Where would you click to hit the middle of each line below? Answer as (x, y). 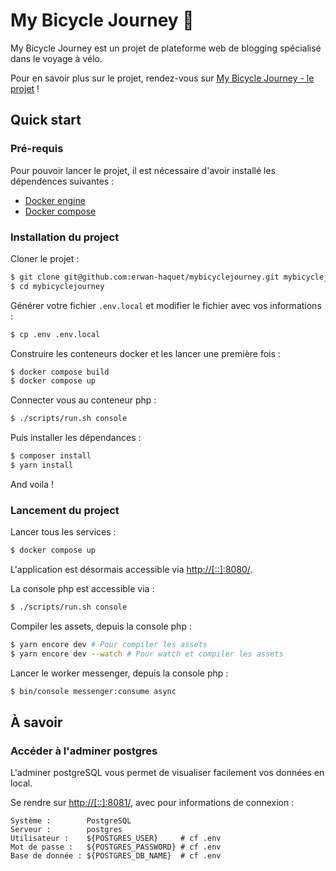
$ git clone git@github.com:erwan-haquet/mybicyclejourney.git (145, 277)
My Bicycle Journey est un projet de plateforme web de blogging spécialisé (166, 48)
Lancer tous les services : (63, 532)
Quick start (46, 120)
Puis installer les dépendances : (76, 438)
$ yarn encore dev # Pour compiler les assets (109, 644)
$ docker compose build (60, 372)
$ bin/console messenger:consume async (93, 691)
